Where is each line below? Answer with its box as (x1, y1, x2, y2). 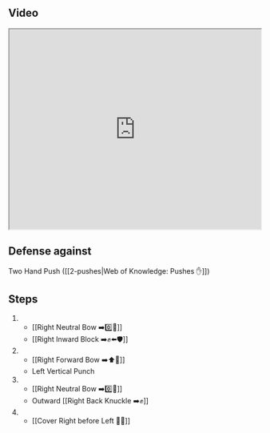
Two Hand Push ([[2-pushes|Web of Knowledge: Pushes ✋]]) (8, 266, 210, 275)
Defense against (8, 244, 92, 259)
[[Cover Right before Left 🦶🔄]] (31, 416, 130, 426)
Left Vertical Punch (31, 367, 95, 376)
